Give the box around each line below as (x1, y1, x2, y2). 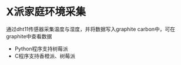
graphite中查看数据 (6, 32, 52, 39)
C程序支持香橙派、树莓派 (14, 52, 76, 59)
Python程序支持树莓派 (14, 45, 69, 52)
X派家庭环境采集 (6, 5, 86, 19)
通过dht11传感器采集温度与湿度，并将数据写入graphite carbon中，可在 (6, 26, 176, 32)
